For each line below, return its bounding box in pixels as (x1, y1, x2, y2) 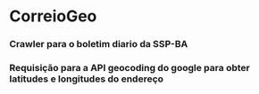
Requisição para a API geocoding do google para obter (9, 62, 250, 74)
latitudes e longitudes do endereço (9, 73, 163, 85)
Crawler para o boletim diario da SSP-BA (9, 38, 188, 51)
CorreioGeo (9, 6, 97, 27)
